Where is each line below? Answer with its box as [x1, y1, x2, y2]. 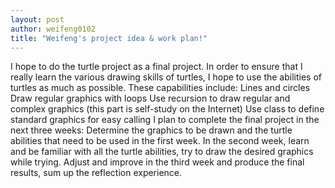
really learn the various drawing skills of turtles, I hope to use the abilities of [10, 71, 322, 83]
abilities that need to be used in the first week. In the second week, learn [10, 135, 310, 147]
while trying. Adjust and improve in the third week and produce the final [10, 156, 305, 168]
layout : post [10, 14, 65, 25]
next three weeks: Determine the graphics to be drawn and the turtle [10, 124, 293, 136]
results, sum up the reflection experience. [10, 167, 183, 179]
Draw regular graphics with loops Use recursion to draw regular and [10, 92, 291, 105]
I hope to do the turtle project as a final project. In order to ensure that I [10, 61, 303, 73]
